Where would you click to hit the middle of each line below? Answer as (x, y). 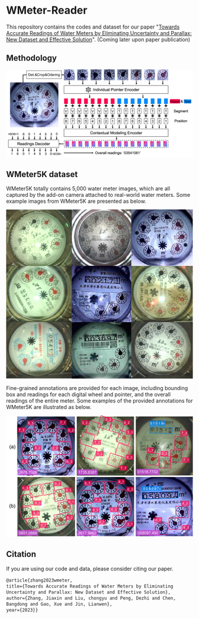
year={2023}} (22, 610)
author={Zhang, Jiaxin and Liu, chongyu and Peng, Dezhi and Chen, (91, 598)
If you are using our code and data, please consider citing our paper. (90, 568)
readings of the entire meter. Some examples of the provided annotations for (99, 400)
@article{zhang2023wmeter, (39, 580)
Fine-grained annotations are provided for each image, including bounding (97, 388)
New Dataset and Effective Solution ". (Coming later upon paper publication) (98, 39)
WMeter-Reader (47, 10)
